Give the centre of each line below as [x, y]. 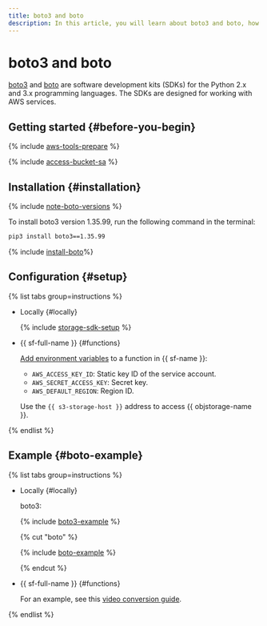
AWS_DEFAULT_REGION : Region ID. [83, 391]
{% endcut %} [43, 568]
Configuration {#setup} [68, 277]
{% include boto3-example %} [70, 521]
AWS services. [32, 102]
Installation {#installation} [75, 187]
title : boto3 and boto [46, 16]
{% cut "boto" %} [49, 536]
